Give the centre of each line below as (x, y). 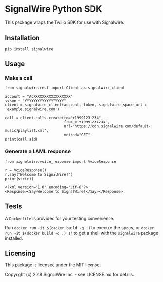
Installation (22, 38)
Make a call (19, 78)
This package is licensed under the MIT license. (53, 265)
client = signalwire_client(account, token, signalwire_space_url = (76, 105)
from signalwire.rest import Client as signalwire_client (65, 88)
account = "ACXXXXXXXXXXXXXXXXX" (39, 97)
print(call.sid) (21, 139)
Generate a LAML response (38, 151)
